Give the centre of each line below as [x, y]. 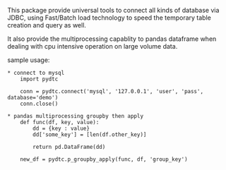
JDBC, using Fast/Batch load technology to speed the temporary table [109, 18]
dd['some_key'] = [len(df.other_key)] [90, 135]
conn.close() [39, 104]
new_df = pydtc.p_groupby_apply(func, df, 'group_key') [104, 159]
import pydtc [39, 79]
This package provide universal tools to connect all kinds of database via [113, 10]
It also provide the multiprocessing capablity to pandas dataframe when [112, 39]
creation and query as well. [47, 25]
